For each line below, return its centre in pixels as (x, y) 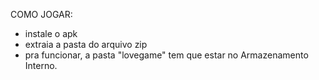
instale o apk (51, 33)
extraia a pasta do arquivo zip (86, 44)
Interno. (41, 65)
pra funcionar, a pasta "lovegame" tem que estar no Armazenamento (166, 55)
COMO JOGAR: (41, 14)
